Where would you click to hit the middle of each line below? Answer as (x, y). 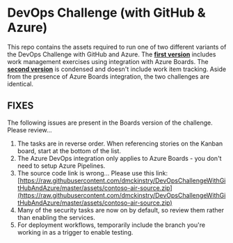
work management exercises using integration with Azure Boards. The (108, 61)
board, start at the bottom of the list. (69, 150)
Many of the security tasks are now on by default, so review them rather (121, 210)
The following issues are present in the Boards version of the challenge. (110, 123)
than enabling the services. (56, 217)
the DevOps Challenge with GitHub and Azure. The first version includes (112, 54)
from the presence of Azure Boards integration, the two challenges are (109, 76)
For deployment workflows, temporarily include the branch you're (111, 225)
